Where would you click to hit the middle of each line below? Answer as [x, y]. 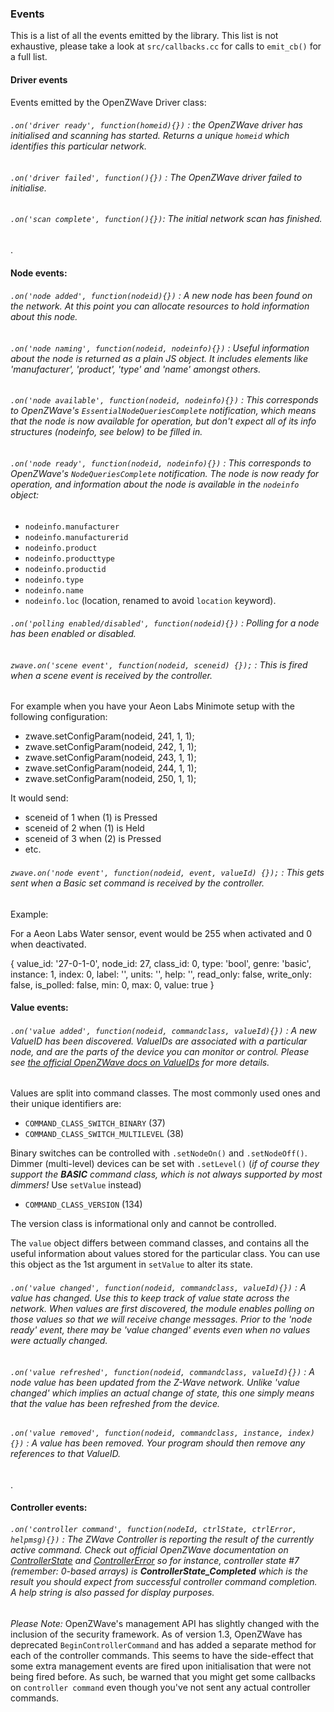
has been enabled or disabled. [73, 634]
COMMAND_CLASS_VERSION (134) [83, 1204]
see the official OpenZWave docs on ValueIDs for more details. [140, 1062]
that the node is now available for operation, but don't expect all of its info [163, 421]
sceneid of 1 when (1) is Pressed [91, 818]
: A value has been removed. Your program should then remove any [166, 1443]
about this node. [44, 317]
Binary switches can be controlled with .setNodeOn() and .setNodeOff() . [159, 1153]
